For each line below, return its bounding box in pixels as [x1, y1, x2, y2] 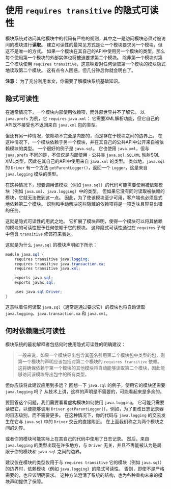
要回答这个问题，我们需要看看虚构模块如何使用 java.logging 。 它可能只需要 [5, 399, 164, 405]
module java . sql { [5, 252, 44, 257]
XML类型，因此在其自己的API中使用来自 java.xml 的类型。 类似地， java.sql [5, 158, 165, 164]
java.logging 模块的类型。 [5, 170, 61, 177]
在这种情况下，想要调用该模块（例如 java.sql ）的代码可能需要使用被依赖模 [5, 182, 163, 188]
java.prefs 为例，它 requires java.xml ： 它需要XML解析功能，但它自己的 [5, 115, 160, 121]
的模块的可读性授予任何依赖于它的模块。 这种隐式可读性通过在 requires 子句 [5, 224, 166, 230]
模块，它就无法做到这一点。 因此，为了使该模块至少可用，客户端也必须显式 [5, 194, 163, 201]
